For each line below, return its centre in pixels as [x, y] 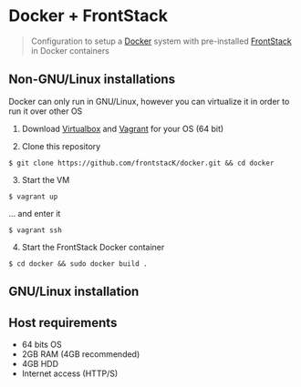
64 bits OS [42, 344]
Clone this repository [61, 146]
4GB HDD [40, 363]
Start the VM [46, 179]
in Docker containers [70, 50]
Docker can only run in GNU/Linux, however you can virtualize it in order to [149, 101]
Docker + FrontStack [88, 16]
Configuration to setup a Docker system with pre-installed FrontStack [161, 41]
